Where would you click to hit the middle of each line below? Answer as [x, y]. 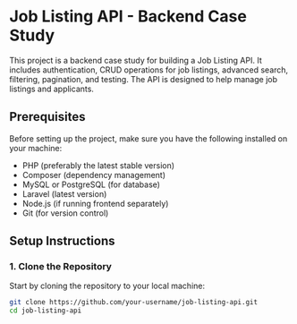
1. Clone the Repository [60, 267]
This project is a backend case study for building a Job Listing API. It [136, 60]
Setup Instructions [62, 241]
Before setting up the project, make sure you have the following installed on [148, 138]
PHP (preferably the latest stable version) [98, 165]
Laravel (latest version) [64, 193]
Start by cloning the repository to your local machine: [107, 286]
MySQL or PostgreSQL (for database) [91, 184]
